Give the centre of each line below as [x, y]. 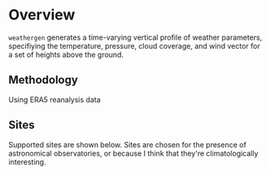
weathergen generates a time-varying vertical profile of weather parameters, [135, 37]
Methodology [44, 80]
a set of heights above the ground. [66, 54]
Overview [42, 15]
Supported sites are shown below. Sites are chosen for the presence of [127, 144]
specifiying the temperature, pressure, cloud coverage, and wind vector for [134, 45]
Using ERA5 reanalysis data [55, 100]
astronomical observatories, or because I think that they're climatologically [133, 153]
